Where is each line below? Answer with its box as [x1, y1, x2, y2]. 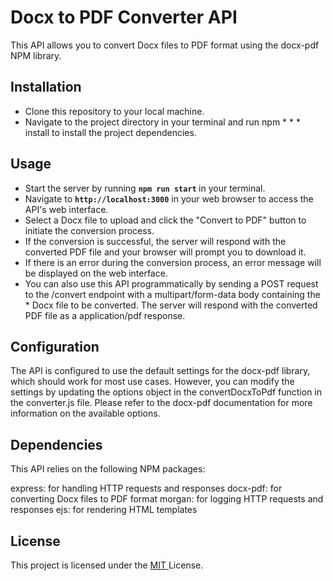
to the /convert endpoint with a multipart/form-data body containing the [24, 288, 321, 300]
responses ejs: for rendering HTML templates [10, 504, 198, 516]
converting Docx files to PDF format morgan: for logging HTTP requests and [10, 493, 324, 505]
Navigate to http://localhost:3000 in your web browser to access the [24, 192, 314, 205]
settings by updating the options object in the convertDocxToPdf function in [10, 386, 323, 398]
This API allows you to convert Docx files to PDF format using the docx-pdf [10, 39, 320, 51]
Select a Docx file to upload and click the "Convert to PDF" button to [24, 214, 307, 226]
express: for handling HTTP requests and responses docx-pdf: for [10, 482, 283, 495]
